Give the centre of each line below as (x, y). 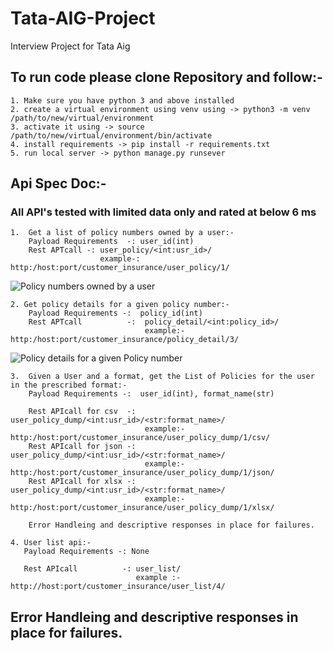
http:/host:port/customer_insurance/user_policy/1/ (120, 268)
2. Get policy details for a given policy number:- (120, 305)
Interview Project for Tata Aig (70, 46)
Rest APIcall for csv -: (82, 412)
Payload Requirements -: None (86, 552)
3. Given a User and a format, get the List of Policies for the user (162, 377)
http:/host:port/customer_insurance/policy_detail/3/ (125, 340)
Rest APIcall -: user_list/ (102, 569)
